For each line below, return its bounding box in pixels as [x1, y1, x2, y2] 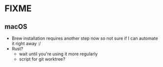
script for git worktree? [19, 56, 66, 62]
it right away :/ [11, 41, 41, 46]
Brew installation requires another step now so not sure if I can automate [11, 35, 158, 41]
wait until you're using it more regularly [19, 51, 98, 57]
